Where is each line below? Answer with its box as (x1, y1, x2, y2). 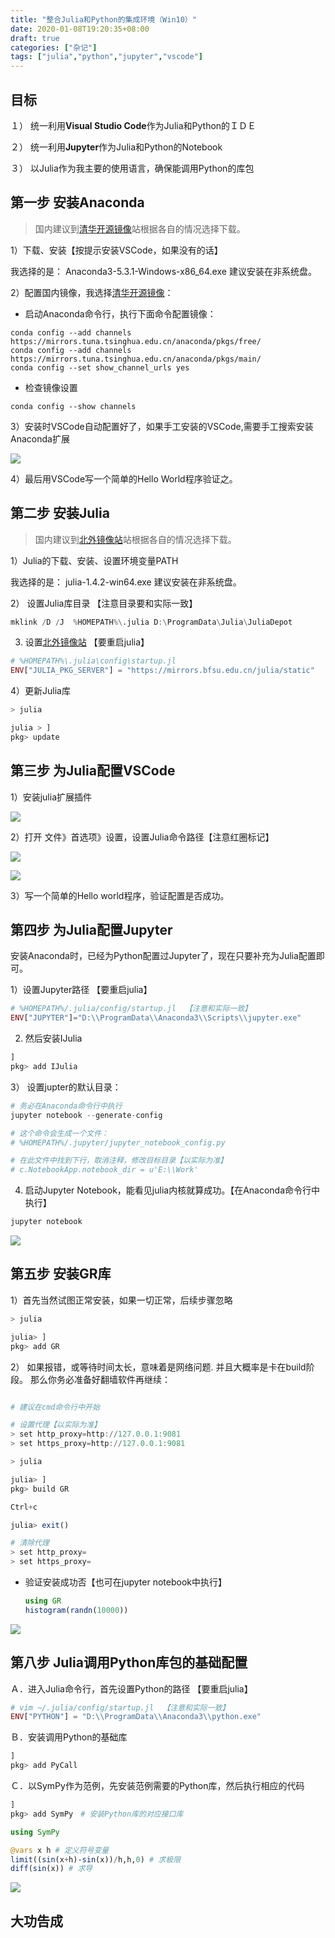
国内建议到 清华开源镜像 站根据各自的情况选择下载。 (34, 222, 246, 235)
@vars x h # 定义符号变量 (10, 1845, 110, 1855)
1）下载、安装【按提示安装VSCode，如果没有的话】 (10, 244, 223, 256)
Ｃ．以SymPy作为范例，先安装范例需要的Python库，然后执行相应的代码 (10, 1780, 305, 1792)
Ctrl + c (10, 1502, 38, 1512)
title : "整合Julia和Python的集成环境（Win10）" (10, 14, 197, 25)
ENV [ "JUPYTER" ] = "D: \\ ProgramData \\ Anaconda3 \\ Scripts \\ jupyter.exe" (10, 1013, 302, 1023)
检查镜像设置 (24, 381, 78, 393)
